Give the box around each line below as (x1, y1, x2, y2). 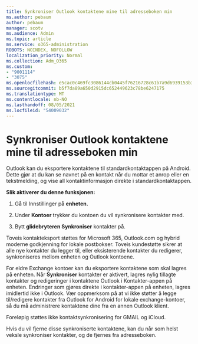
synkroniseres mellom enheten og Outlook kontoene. (6, 253, 134, 260)
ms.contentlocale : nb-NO (6, 96, 67, 102)
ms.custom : (6, 63, 33, 70)
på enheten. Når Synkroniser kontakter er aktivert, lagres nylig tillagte (6, 271, 176, 278)
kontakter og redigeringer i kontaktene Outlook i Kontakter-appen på (6, 277, 173, 284)
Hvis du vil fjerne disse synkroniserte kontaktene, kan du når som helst (6, 325, 179, 332)
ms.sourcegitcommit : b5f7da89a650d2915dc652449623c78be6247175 (6, 86, 165, 91)
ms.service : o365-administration (6, 42, 88, 48)
